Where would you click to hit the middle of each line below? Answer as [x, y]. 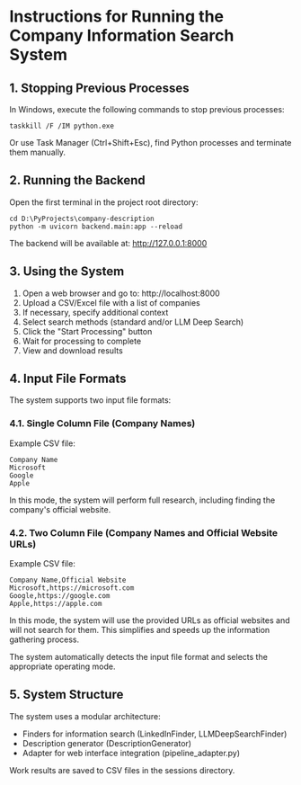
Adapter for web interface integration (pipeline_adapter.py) [131, 753]
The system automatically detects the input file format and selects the [138, 657]
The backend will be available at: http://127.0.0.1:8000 [108, 243]
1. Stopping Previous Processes [99, 88]
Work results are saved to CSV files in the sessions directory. [122, 770]
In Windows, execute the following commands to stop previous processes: [147, 109]
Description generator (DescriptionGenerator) [106, 743]
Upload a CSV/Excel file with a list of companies [111, 302]
